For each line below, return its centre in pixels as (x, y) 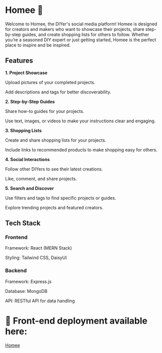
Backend (16, 270)
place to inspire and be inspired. (38, 45)
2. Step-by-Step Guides (30, 101)
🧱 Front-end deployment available (76, 321)
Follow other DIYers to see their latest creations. (54, 169)
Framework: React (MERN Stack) (39, 248)
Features (19, 61)
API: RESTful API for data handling (40, 301)
